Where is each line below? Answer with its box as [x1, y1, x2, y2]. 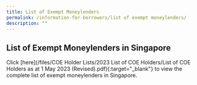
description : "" [6, 20, 48, 26]
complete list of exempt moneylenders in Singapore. [6, 72, 138, 79]
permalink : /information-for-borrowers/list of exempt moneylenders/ [6, 15, 187, 21]
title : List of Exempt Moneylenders [6, 8, 99, 15]
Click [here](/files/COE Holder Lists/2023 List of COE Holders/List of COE [6, 59, 191, 66]
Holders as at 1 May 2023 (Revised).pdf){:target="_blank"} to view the [6, 65, 183, 73]
